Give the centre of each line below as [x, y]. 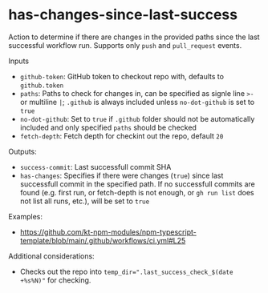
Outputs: [23, 151]
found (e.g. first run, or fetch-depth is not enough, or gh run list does [137, 192]
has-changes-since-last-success [123, 15]
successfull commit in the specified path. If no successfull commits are [137, 184]
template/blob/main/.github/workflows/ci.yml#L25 [103, 240]
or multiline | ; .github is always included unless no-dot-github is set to [137, 102]
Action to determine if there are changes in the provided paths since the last [134, 37]
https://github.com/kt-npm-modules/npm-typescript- [108, 232]
